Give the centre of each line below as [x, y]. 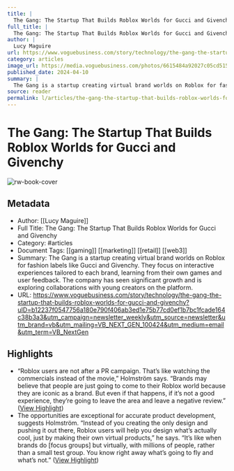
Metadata [29, 204]
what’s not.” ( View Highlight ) [58, 460]
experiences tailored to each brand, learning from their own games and [119, 273]
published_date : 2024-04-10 [48, 72]
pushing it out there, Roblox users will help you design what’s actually [117, 430]
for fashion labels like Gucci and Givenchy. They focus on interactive [116, 265]
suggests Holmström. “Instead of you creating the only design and [112, 423]
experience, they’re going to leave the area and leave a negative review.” [122, 400]
